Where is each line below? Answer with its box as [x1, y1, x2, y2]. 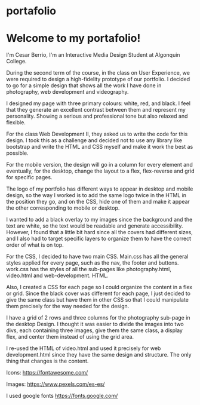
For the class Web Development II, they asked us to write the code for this [6, 130, 188, 138]
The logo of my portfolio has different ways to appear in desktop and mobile [6, 185, 193, 192]
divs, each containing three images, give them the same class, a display [6, 327, 183, 334]
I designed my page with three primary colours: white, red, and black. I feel [6, 100, 191, 107]
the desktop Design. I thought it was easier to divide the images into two [6, 321, 184, 328]
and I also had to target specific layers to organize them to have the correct [6, 235, 192, 243]
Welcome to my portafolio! [6, 32, 141, 45]
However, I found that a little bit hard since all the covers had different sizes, [6, 229, 193, 236]
